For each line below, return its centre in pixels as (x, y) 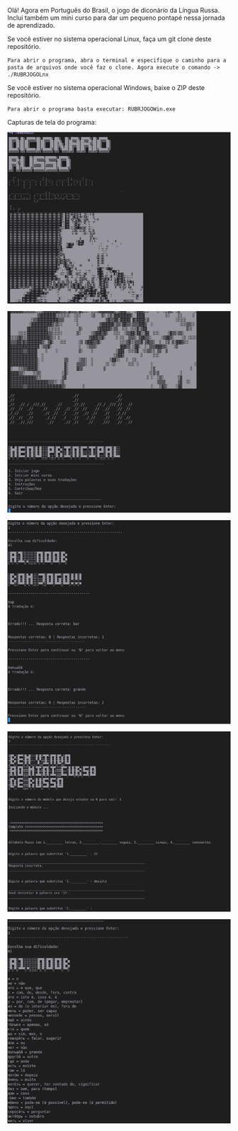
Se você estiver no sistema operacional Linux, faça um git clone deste (109, 39)
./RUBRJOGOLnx (28, 74)
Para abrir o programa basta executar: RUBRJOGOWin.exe (91, 109)
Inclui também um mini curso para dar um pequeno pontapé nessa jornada (116, 18)
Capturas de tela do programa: (52, 122)
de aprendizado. (31, 25)
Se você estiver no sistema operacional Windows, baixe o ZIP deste (106, 88)
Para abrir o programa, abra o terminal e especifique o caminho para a (117, 60)
